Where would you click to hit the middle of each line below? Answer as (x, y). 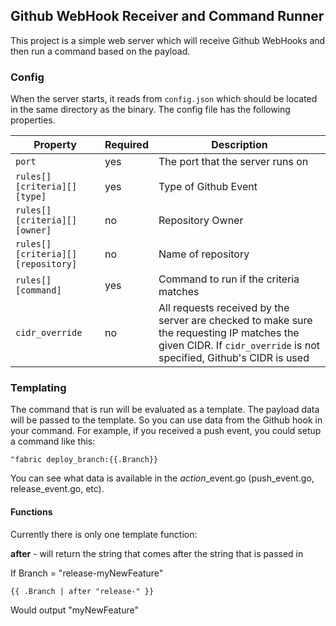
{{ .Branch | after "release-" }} (82, 591)
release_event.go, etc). (57, 489)
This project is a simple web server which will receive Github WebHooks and (168, 40)
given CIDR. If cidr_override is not (239, 346)
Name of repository (204, 254)
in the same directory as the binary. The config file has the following (150, 110)
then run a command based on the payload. (100, 51)
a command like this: (53, 441)
